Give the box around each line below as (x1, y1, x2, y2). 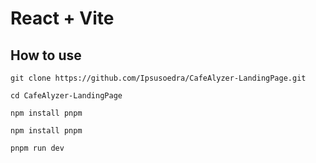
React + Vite (10, 7, 115, 30)
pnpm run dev (10, 143, 65, 153)
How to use (10, 47, 82, 64)
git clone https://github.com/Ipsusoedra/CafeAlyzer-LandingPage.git (10, 73, 307, 83)
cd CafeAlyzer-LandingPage (10, 91, 123, 101)
